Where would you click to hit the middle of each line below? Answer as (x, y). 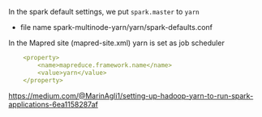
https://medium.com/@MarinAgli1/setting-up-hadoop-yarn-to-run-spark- (131, 95)
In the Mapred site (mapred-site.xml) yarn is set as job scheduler (116, 43)
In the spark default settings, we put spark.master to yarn (104, 12)
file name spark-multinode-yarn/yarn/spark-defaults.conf (116, 27)
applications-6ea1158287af (54, 104)
